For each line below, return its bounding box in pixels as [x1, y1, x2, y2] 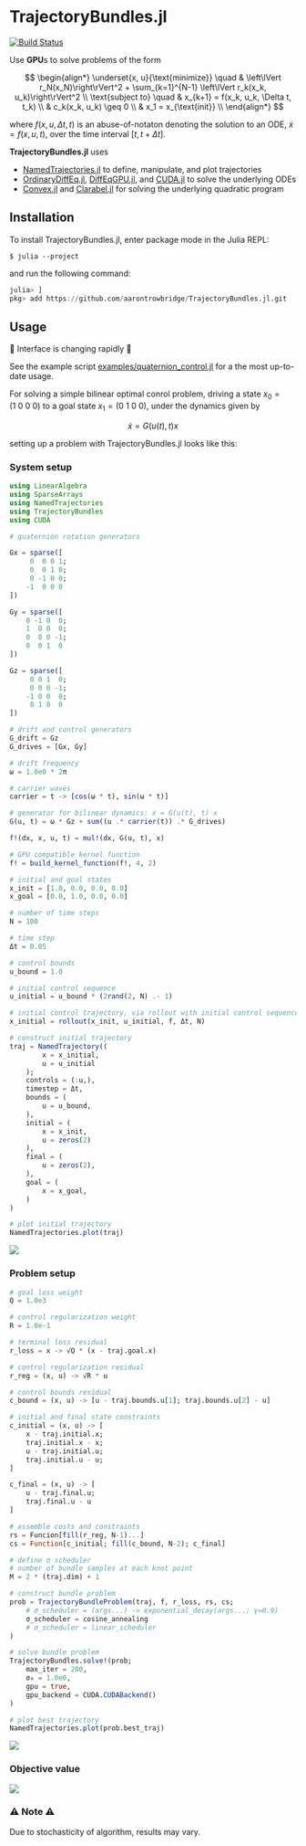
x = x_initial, [42, 1050, 100, 1060]
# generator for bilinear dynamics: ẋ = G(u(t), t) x [9, 808, 219, 818]
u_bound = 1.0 [9, 966, 64, 976]
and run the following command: [9, 268, 131, 279]
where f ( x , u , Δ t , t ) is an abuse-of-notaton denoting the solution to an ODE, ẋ [9, 119, 294, 130]
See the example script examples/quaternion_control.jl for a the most [9, 361, 269, 372]
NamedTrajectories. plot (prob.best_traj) [9, 1724, 166, 1733]
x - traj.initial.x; [25, 1429, 104, 1439]
